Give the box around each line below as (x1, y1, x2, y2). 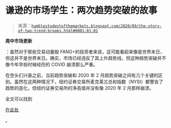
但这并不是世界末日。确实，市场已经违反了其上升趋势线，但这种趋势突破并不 (5, 55, 166, 61)
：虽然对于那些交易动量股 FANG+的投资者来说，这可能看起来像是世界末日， (5, 48, 165, 55)
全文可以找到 (5, 95, 32, 102)
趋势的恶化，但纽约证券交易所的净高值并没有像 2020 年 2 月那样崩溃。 (5, 85, 154, 91)
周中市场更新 (5, 38, 32, 44)
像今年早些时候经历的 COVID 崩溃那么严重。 (5, 61, 98, 67)
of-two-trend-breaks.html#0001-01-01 (17, 28, 99, 33)
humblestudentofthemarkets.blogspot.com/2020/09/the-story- (31, 23, 162, 29)
